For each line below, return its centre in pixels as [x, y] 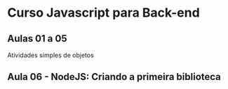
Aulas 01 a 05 [37, 39]
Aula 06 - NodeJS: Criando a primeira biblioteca [114, 77]
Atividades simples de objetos [51, 55]
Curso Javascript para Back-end [103, 13]
